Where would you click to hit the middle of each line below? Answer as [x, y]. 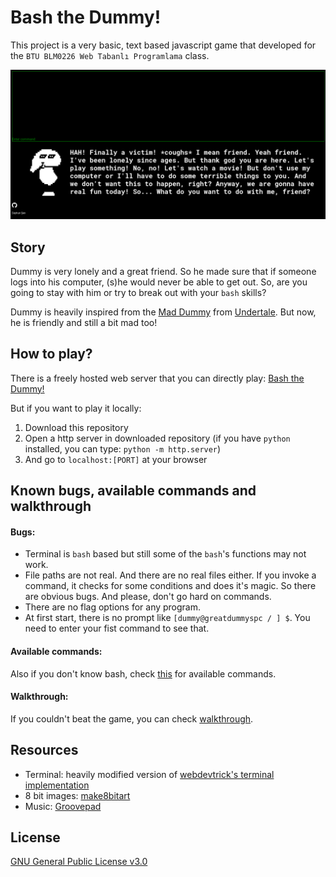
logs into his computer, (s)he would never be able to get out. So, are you [159, 282]
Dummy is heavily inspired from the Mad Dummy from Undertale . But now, [163, 312]
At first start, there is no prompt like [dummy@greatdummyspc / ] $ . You [167, 618]
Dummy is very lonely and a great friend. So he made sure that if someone [163, 271]
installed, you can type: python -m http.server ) [123, 448]
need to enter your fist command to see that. [117, 628]
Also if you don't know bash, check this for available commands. [143, 673]
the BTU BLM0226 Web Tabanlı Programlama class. [110, 55]
